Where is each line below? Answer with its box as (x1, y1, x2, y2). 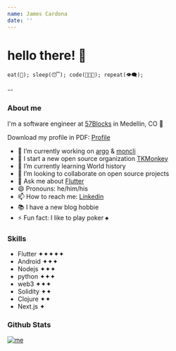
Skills (7, 234, 27, 244)
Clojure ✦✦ (17, 295, 51, 304)
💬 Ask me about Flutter (17, 177, 84, 185)
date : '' (7, 17, 33, 24)
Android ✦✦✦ (17, 257, 58, 266)
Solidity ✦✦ (17, 287, 52, 296)
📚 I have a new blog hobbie (17, 203, 99, 211)
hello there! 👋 (7, 47, 87, 64)
